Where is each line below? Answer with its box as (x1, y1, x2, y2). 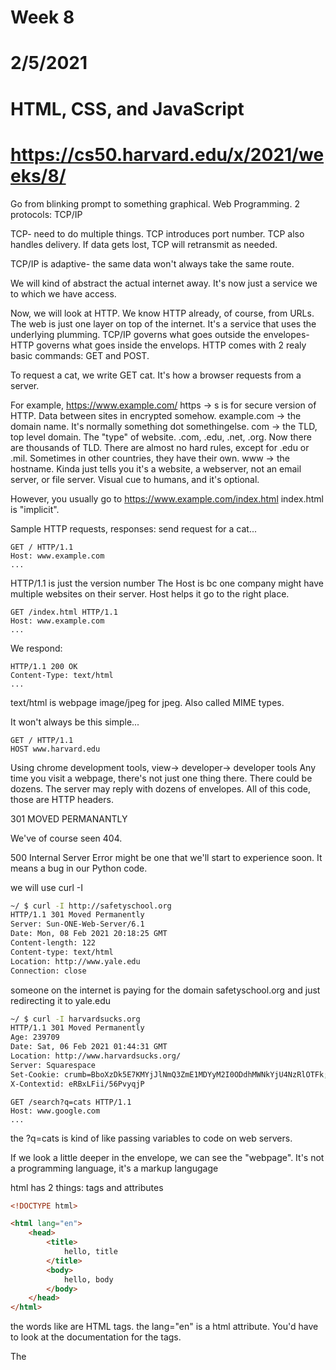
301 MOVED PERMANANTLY (10, 812, 128, 825)
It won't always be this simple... (10, 716, 140, 728)
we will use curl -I (10, 881, 83, 893)
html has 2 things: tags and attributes (10, 1181, 164, 1193)
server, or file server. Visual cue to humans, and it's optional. (10, 473, 260, 485)
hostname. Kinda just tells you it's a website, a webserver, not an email (10, 462, 302, 475)
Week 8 (10, 6, 75, 29)
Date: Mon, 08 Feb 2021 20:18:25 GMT (10, 929, 168, 939)
